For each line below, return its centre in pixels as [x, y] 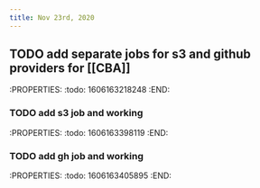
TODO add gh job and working [77, 156]
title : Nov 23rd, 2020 [52, 18]
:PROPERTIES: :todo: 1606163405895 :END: [90, 175]
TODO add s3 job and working [76, 113]
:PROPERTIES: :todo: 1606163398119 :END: [89, 132]
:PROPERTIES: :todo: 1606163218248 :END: [89, 90]
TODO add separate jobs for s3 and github [130, 54]
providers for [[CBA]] [70, 68]
